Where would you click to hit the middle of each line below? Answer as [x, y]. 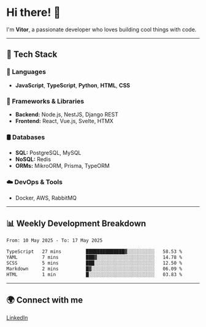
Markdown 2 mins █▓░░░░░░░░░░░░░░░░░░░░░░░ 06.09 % [94, 269]
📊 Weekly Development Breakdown [76, 223]
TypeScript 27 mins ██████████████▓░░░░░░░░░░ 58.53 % [94, 252]
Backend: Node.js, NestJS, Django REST [67, 114]
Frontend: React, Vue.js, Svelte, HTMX [64, 121]
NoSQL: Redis [33, 159]
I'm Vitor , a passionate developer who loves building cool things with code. [101, 29]
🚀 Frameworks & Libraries [45, 101]
